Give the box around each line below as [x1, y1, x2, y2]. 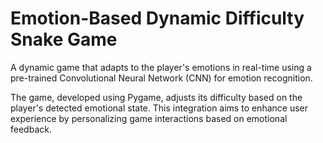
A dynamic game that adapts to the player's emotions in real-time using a [10, 61, 312, 73]
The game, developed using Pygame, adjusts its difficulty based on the [10, 91, 303, 103]
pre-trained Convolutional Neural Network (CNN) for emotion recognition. [10, 72, 313, 84]
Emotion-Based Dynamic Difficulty [10, 7, 305, 30]
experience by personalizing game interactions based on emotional [10, 112, 288, 124]
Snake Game [10, 28, 118, 51]
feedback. [10, 123, 52, 135]
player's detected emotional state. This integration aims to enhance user [10, 102, 308, 114]
